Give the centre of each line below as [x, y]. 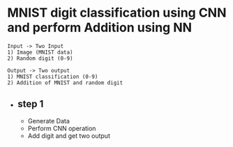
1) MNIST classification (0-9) [53, 77]
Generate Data [48, 121]
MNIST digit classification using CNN [117, 13]
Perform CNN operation [62, 128]
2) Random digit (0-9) [40, 58]
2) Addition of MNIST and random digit [65, 83]
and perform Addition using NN [100, 28]
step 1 [30, 104]
